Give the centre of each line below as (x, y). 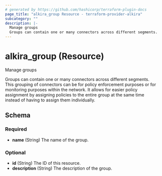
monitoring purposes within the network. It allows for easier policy (71, 89)
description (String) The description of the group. (62, 168)
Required (16, 129)
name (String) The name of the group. (50, 140)
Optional (15, 153)
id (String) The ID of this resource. (46, 163)
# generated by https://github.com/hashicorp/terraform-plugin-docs (76, 10)
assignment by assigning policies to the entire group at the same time (75, 95)
